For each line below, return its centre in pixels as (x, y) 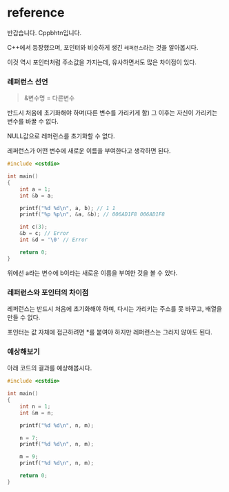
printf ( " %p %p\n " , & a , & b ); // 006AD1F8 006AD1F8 (92, 215)
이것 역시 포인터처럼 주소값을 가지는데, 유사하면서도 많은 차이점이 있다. (102, 62)
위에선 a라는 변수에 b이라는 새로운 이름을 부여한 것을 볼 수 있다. (92, 273)
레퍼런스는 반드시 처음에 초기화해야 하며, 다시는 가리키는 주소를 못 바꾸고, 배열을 (115, 309)
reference (36, 13)
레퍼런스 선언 (28, 82)
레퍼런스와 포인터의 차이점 (48, 292)
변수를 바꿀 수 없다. (33, 122)
